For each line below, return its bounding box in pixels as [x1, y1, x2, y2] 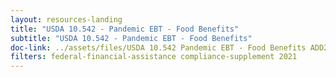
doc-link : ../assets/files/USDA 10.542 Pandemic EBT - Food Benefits [10, 42, 307, 53]
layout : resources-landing [10, 14, 123, 25]
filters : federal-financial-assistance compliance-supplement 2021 [10, 52, 298, 62]
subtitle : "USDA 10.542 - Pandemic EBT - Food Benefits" [10, 33, 253, 43]
